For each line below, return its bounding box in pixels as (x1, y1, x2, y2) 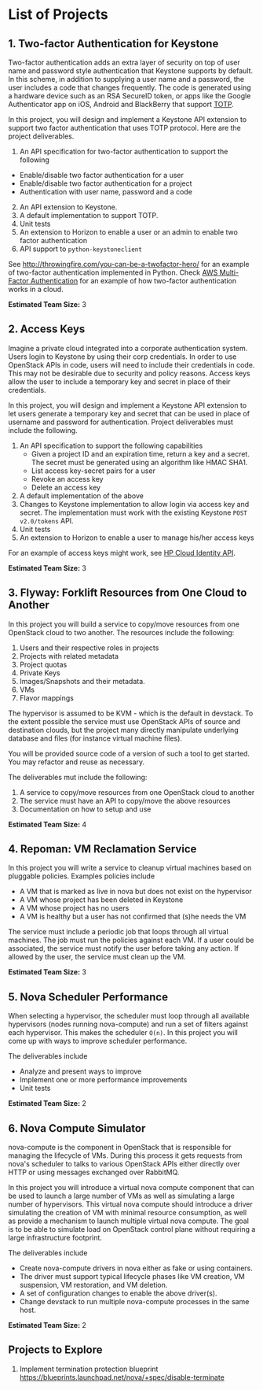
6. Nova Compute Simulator (8, 1122, 146, 1135)
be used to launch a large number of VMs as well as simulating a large (8, 1191, 236, 1201)
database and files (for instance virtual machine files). (8, 734, 183, 743)
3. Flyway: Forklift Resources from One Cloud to (8, 586, 247, 600)
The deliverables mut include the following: (8, 772, 148, 782)
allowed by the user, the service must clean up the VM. (8, 952, 186, 962)
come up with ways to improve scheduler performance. (8, 1037, 188, 1046)
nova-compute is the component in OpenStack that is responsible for (8, 1143, 232, 1152)
